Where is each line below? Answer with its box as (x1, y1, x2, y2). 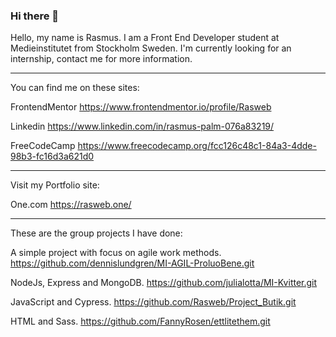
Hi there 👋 (10, 9, 60, 23)
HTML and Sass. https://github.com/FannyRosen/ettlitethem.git (10, 315, 271, 328)
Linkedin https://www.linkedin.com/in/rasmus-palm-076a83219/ (10, 120, 275, 133)
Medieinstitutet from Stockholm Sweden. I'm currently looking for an (10, 42, 292, 54)
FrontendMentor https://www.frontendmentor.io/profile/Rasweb (10, 101, 272, 113)
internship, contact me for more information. (10, 53, 193, 65)
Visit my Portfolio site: (10, 179, 100, 191)
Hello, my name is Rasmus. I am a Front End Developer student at (10, 32, 280, 44)
